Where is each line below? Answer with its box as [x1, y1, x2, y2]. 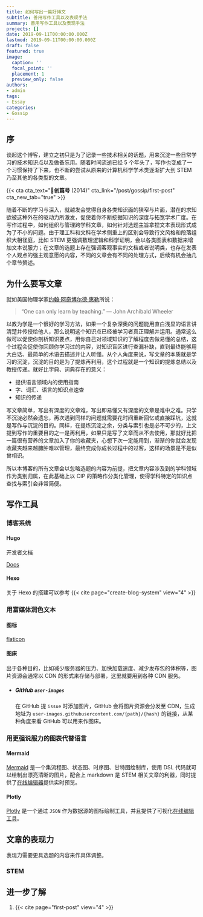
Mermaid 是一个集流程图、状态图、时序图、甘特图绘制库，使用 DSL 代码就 [6, 764, 192, 771]
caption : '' [11, 59, 42, 65]
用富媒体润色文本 [6, 605, 56, 614]
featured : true [6, 48, 45, 54]
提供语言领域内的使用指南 [14, 379, 79, 386]
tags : [6, 93, 20, 99]
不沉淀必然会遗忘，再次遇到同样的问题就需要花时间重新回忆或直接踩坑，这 [6, 414, 192, 421]
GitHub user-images [14, 686, 65, 694]
